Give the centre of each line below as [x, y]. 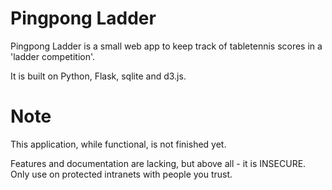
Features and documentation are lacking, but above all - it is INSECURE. [158, 163]
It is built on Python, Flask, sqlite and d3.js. [98, 76]
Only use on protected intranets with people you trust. [121, 174]
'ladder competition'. [53, 56]
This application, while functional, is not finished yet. [118, 144]
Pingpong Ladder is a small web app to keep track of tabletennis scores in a [166, 46]
